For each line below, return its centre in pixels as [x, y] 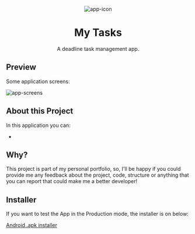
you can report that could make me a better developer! [72, 181]
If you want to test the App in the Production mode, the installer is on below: [97, 214]
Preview [21, 67]
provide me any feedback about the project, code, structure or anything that [97, 175]
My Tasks [98, 33]
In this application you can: [39, 125]
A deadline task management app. [98, 49]
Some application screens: [38, 81]
